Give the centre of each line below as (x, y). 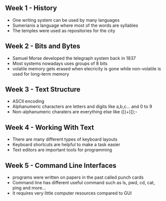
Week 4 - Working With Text (50, 127)
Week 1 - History (31, 8)
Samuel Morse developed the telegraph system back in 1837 (74, 58)
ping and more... (29, 188)
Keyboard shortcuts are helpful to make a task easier (66, 145)
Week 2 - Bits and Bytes (43, 46)
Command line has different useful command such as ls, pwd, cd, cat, (83, 183)
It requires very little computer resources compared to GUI (72, 193)
